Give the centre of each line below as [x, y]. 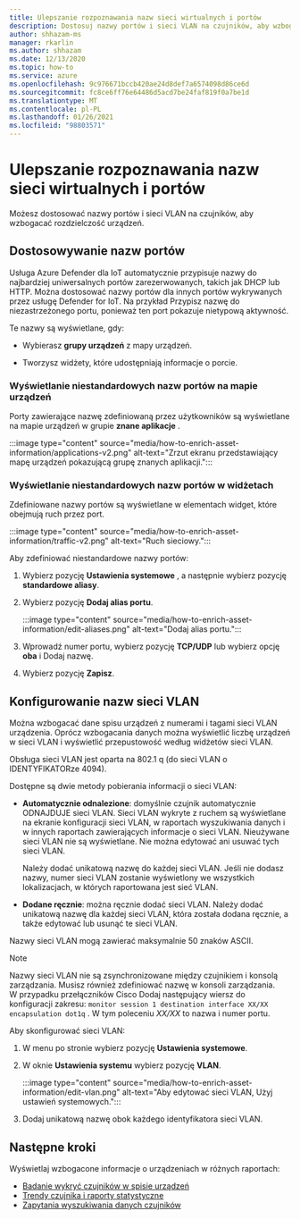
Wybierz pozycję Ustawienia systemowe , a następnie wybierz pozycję [154, 576]
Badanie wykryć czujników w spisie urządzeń [106, 1186]
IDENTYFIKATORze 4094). [58, 769]
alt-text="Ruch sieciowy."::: [161, 541]
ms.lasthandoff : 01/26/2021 [62, 117]
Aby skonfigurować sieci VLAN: [67, 1031]
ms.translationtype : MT [54, 101]
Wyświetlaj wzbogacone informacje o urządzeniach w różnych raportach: [145, 1168]
